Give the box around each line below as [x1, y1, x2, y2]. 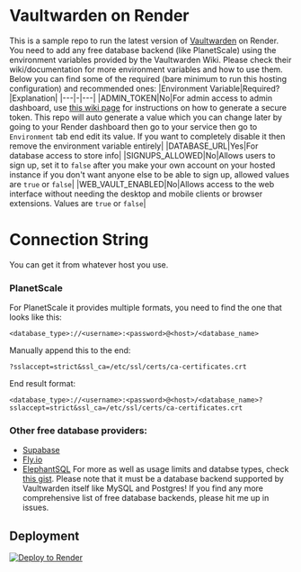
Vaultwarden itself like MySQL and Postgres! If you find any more [22, 483, 263, 494]
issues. [22, 502, 49, 513]
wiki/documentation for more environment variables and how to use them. [9, 64, 283, 75]
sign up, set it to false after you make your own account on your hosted [9, 159, 276, 170]
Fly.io [22, 454, 43, 465]
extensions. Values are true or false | [9, 197, 146, 208]
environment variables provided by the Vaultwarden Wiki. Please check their [9, 54, 292, 65]
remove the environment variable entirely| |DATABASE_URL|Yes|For [9, 141, 259, 151]
